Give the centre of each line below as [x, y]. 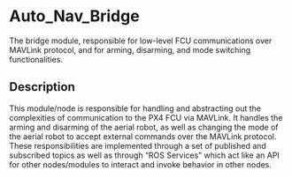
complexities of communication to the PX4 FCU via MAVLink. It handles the [146, 117]
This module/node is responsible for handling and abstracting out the [135, 108]
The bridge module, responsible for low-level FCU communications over [141, 41]
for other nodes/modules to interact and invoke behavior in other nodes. [141, 164]
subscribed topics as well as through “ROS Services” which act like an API [145, 155]
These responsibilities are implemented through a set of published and [138, 145]
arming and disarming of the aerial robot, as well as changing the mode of [144, 127]
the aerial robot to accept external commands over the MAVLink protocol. [143, 136]
